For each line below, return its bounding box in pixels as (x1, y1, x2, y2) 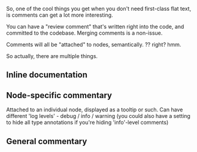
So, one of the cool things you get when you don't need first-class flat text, (6, 5, 192, 12)
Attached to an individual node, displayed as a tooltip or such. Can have (6, 106, 183, 113)
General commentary (6, 136, 87, 146)
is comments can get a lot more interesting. (6, 11, 113, 19)
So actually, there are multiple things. (6, 53, 98, 59)
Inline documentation (6, 70, 88, 80)
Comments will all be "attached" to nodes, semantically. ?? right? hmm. (6, 41, 181, 48)
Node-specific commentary (6, 90, 113, 101)
